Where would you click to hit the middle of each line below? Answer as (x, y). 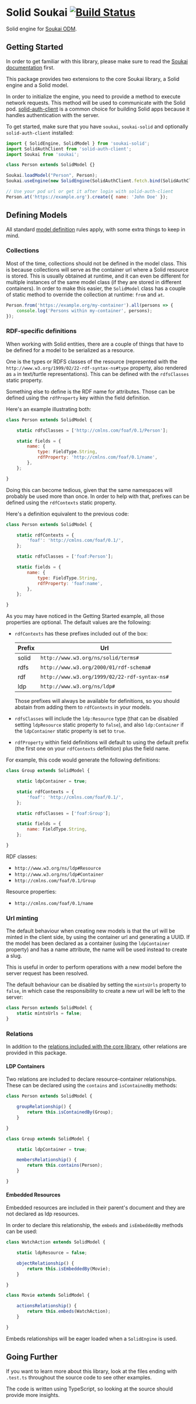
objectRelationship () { (45, 1263)
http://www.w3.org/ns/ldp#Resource (58, 868)
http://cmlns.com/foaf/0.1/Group (55, 881)
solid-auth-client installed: (40, 132)
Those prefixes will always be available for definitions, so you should (97, 701)
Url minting (22, 918)
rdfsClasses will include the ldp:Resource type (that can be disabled (96, 719)
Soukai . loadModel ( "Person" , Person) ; (52, 176)
